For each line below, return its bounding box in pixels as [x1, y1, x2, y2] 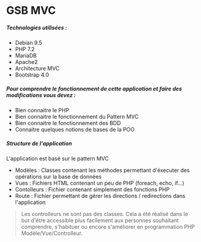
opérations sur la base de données [14, 173, 102, 180]
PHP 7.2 [14, 46, 35, 53]
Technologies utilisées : [6, 24, 68, 31]
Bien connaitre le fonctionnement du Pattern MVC [14, 113, 139, 121]
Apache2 [14, 59, 38, 66]
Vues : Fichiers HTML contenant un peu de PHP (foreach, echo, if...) [14, 179, 185, 187]
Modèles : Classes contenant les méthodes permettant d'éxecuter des [14, 167, 190, 174]
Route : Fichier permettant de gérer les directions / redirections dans [14, 193, 186, 200]
